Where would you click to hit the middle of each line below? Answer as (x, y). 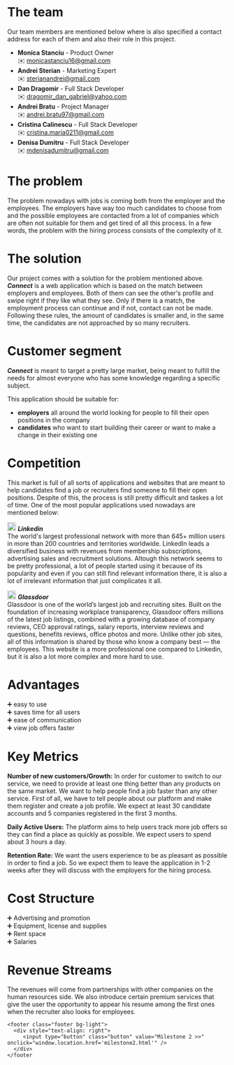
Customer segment (65, 351)
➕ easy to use (27, 704)
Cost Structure (51, 898)
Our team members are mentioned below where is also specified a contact (115, 32)
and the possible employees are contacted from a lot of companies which (113, 215)
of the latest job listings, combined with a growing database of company (111, 619)
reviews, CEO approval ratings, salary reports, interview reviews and (105, 626)
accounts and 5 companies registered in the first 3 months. (92, 813)
